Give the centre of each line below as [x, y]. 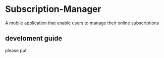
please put [16, 50]
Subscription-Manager [53, 9]
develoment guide [34, 38]
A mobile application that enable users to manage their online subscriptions [82, 23]
